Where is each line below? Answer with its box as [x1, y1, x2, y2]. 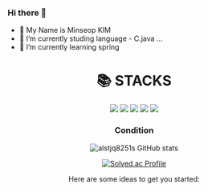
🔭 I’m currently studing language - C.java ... [18, 34, 163, 43]
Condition [114, 125, 154, 136]
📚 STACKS [96, 72, 172, 90]
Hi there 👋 [7, 7, 47, 18]
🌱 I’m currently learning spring [18, 42, 120, 52]
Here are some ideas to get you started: [68, 174, 200, 183]
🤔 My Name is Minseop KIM [18, 26, 112, 35]
